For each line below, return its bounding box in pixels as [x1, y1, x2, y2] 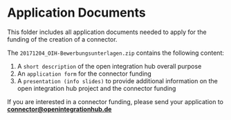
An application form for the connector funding [17, 69, 152, 78]
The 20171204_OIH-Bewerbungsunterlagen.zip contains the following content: [7, 49, 225, 57]
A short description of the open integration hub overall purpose [17, 62, 202, 70]
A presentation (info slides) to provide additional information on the [17, 76, 218, 85]
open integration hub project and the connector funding [17, 84, 176, 92]
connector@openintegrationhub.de [7, 105, 112, 113]
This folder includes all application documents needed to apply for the [7, 28, 207, 36]
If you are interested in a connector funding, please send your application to [7, 97, 223, 105]
